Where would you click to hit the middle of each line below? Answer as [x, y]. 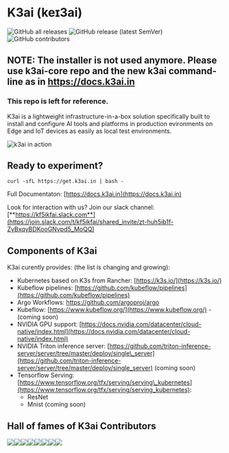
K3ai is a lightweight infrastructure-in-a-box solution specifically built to [109, 116]
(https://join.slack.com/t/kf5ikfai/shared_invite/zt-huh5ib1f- [90, 222]
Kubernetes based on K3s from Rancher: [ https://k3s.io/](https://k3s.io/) [119, 281]
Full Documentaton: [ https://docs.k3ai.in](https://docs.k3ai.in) [94, 194]
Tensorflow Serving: [46, 376]
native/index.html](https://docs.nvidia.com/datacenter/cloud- [104, 332]
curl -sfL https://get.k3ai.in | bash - [66, 182]
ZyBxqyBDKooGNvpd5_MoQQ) [51, 229]
